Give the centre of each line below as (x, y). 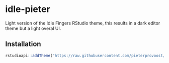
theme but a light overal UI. (33, 28)
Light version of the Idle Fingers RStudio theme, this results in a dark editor (83, 23)
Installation (23, 44)
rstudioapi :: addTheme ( (29, 55)
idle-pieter (28, 9)
